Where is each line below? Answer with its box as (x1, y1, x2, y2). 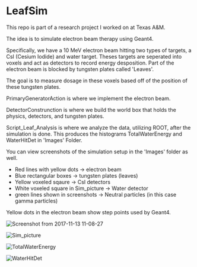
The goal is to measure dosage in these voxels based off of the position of (6, 77, 188, 84)
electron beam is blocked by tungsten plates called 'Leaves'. (6, 65, 154, 72)
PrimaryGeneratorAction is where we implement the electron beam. (6, 95, 171, 102)
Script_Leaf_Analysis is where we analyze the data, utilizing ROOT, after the (6, 124, 191, 131)
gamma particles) (14, 197, 58, 204)
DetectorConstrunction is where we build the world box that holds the (6, 106, 176, 113)
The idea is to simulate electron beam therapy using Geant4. (6, 35, 154, 42)
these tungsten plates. (6, 83, 61, 90)
